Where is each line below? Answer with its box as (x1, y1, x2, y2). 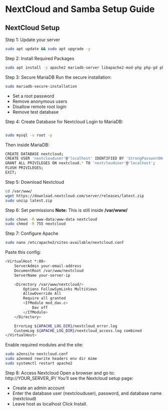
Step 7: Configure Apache (5, 230, 58, 236)
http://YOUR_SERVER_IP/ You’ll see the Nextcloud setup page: (5, 375, 133, 381)
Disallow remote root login (12, 104, 66, 110)
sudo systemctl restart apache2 (5, 361, 72, 366)
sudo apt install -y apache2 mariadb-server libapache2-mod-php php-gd (5, 65, 157, 70)
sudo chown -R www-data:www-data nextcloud (5, 217, 97, 222)
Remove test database (12, 109, 59, 115)
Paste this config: (5, 249, 41, 255)
